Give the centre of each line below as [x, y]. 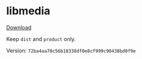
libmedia [28, 11]
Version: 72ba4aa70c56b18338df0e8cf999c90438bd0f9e [71, 50]
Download [19, 27]
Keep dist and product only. [41, 39]
